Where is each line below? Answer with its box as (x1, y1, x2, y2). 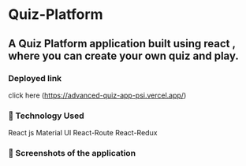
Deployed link (8, 72, 62, 83)
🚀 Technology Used (8, 110, 84, 121)
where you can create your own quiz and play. (8, 49, 239, 62)
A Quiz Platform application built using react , (8, 37, 236, 50)
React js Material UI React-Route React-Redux (8, 128, 158, 138)
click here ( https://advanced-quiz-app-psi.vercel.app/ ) (8, 90, 187, 100)
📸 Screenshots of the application (8, 148, 136, 159)
